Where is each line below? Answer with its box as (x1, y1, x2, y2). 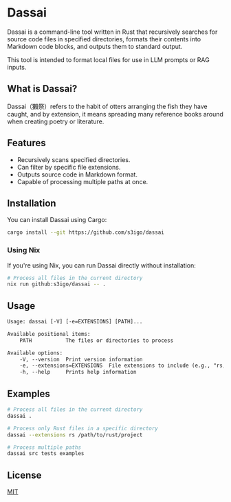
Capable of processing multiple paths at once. (16, 177, 148, 185)
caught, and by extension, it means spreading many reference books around (7, 110, 223, 118)
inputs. (7, 63, 27, 71)
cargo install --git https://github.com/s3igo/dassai (7, 229, 165, 236)
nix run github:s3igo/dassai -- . (7, 281, 107, 288)
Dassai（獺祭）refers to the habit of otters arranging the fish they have (7, 102, 208, 110)
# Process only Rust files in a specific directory (7, 425, 158, 432)
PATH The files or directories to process (19, 337, 174, 344)
